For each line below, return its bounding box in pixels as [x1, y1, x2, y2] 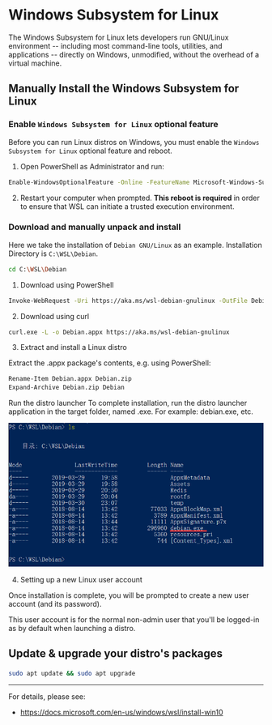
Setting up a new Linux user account [19, 574, 143, 584]
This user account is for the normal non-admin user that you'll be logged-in [8, 614, 260, 625]
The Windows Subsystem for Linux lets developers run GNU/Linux [8, 32, 229, 42]
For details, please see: [8, 691, 87, 702]
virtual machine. [8, 58, 62, 68]
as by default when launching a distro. [8, 623, 136, 633]
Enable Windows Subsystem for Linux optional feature [8, 119, 219, 130]
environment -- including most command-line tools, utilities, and [8, 41, 223, 50]
